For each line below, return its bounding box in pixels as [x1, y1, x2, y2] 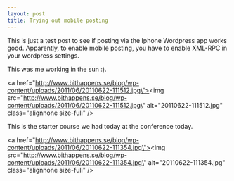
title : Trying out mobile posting [7, 17, 109, 24]
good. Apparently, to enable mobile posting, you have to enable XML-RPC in [7, 44, 227, 52]
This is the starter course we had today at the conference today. [7, 122, 193, 130]
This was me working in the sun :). [7, 65, 107, 73]
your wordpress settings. [7, 51, 79, 60]
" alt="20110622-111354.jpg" [143, 158, 226, 166]
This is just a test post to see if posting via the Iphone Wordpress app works [7, 36, 227, 44]
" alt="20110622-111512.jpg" [142, 101, 223, 109]
